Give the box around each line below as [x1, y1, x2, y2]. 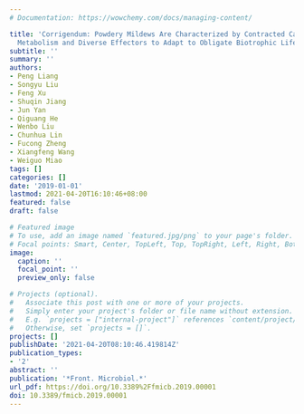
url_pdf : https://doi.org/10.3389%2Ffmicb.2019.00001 [9, 382, 217, 391]
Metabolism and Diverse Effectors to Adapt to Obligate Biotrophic [17, 38, 278, 47]
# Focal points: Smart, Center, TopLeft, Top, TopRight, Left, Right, [9, 239, 281, 249]
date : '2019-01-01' [9, 181, 83, 190]
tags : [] [9, 164, 43, 173]
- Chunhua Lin [9, 130, 63, 140]
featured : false [9, 198, 71, 207]
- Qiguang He [9, 114, 59, 123]
